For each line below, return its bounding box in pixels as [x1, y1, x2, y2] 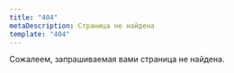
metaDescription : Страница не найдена [9, 21, 155, 30]
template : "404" [9, 29, 70, 38]
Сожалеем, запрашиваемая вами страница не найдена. [9, 54, 225, 65]
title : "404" [9, 12, 58, 22]
